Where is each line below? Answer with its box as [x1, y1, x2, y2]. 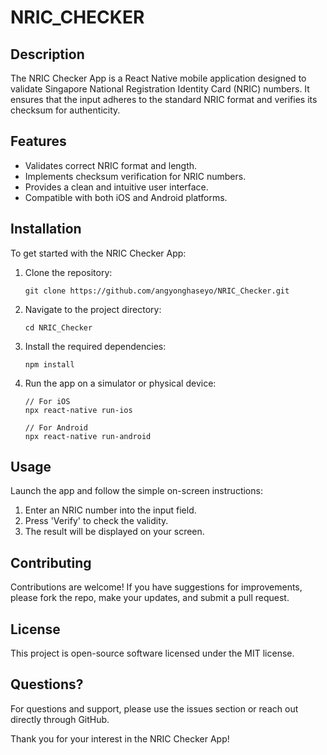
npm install [24, 359, 75, 370]
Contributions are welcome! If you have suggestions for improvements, [10, 581, 303, 593]
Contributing [10, 554, 92, 571]
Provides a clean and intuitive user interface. [24, 181, 209, 193]
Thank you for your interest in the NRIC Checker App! [10, 732, 230, 745]
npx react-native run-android [24, 431, 152, 441]
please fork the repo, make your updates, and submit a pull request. [10, 592, 290, 604]
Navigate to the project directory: [24, 303, 162, 315]
